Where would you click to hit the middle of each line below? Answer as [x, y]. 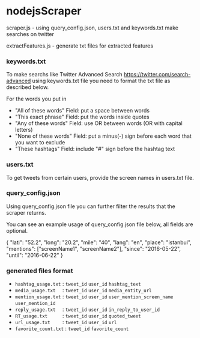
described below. [28, 87]
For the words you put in [37, 99]
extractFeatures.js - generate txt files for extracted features [80, 46]
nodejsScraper [44, 11]
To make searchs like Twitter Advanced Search [65, 75]
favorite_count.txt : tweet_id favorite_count [72, 328]
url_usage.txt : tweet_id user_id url [66, 322]
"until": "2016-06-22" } [35, 255]
